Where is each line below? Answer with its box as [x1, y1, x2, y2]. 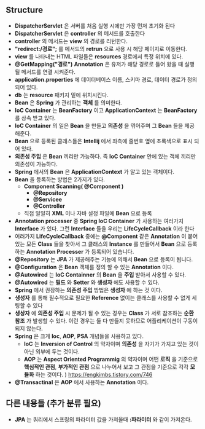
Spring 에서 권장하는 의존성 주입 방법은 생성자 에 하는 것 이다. [14, 286, 163, 294]
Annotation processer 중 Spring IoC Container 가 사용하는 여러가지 [14, 217, 184, 224]
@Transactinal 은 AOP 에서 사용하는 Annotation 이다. [14, 378, 149, 386]
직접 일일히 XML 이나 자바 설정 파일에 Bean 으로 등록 [23, 209, 152, 217]
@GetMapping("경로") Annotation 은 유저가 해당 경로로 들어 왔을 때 [14, 60, 184, 68]
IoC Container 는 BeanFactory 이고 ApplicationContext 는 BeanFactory [14, 106, 198, 114]
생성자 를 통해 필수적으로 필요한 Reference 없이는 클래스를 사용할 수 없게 [14, 294, 191, 301]
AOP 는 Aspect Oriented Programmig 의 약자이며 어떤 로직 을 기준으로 [23, 355, 198, 363]
